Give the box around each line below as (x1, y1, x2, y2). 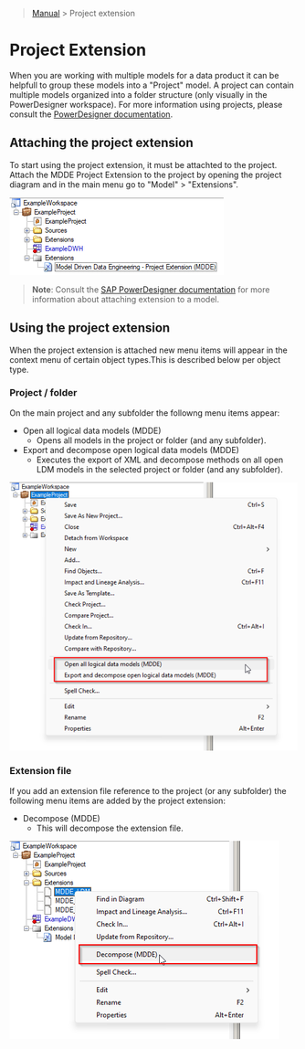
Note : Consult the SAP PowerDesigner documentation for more (31, 283, 270, 295)
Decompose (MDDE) (22, 812, 100, 823)
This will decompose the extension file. (36, 822, 184, 833)
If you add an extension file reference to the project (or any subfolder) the (9, 785, 287, 796)
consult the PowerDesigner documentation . (9, 109, 174, 120)
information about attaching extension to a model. (31, 293, 220, 304)
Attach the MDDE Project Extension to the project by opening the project (9, 169, 282, 180)
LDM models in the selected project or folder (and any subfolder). (36, 463, 283, 474)
